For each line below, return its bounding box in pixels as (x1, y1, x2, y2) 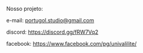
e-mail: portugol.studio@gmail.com (6, 17, 95, 23)
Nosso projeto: (6, 5, 44, 12)
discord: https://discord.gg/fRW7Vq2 (6, 28, 99, 36)
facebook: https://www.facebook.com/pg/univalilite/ (6, 40, 137, 47)
